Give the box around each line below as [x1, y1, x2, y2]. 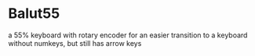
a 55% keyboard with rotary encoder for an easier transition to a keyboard [8, 30, 248, 40]
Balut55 [8, 5, 60, 23]
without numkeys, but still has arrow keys [8, 38, 142, 47]
